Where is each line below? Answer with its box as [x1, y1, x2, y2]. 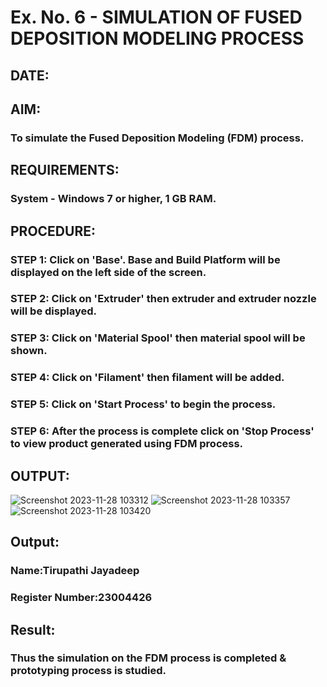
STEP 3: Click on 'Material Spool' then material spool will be [10, 331, 306, 345]
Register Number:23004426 [10, 591, 153, 605]
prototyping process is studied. [10, 664, 167, 678]
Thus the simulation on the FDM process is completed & [10, 651, 287, 665]
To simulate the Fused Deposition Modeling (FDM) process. [10, 131, 305, 145]
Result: [10, 621, 56, 638]
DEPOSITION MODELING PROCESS [10, 27, 305, 50]
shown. [10, 344, 48, 358]
